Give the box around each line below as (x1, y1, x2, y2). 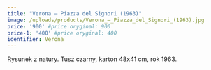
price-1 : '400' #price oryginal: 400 (7, 29, 117, 37)
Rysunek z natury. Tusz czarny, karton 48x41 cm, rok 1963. (7, 55, 177, 63)
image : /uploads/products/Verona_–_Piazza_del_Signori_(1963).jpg (7, 17, 205, 24)
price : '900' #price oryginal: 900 (7, 23, 111, 30)
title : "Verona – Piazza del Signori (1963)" (7, 10, 142, 17)
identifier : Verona (7, 36, 64, 43)
